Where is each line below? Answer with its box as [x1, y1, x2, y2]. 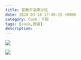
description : [5, 26, 33, 31]
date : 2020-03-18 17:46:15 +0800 [5, 12, 76, 17]
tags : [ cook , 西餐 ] [5, 21, 43, 27]
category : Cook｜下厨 [5, 17, 49, 22]
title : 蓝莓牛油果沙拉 [5, 7, 48, 13]
